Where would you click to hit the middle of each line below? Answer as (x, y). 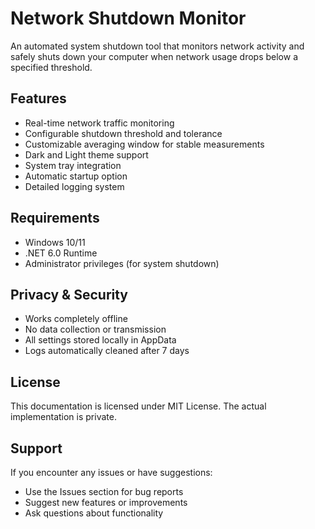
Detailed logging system (74, 186)
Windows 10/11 (55, 242)
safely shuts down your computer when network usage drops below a (154, 56)
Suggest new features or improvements (106, 502)
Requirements (55, 218)
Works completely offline (76, 319)
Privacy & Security (69, 294)
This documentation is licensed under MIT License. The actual (138, 406)
